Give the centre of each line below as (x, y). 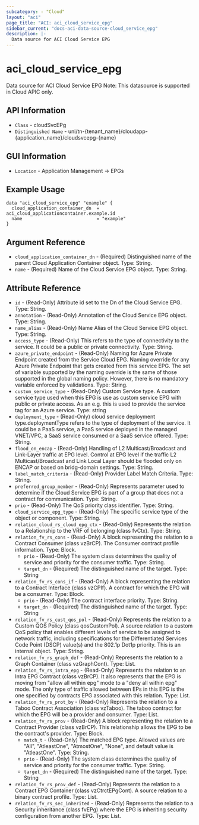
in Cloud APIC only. (30, 92)
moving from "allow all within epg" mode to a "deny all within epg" (96, 683)
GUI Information (36, 157)
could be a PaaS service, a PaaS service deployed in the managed (96, 429)
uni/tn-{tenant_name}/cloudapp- (108, 131)
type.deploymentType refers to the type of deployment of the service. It (103, 423)
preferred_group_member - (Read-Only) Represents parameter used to (99, 486)
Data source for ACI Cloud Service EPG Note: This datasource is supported (98, 85)
